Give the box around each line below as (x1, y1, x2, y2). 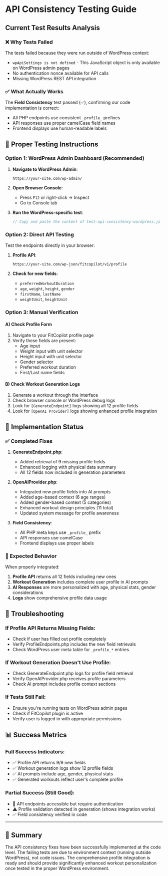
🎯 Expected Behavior (5, 552, 57, 559)
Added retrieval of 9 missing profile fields (19, 459, 105, 465)
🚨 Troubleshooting (5, 610, 64, 618)
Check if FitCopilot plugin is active (12, 710, 83, 716)
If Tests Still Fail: (5, 694, 46, 701)
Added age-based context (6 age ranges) (19, 494, 106, 500)
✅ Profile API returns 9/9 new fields (12, 760, 86, 766)
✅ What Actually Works (5, 88, 63, 95)
